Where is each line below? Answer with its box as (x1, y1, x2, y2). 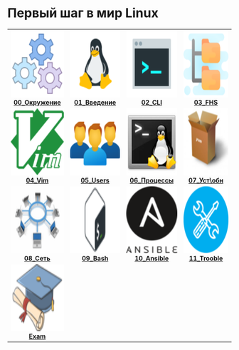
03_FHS (193, 98, 218, 106)
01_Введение (74, 98, 117, 106)
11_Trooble (188, 254, 223, 263)
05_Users (80, 176, 110, 185)
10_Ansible (134, 254, 169, 263)
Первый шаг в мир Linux (7, 5, 159, 21)
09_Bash (81, 254, 109, 263)
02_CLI (141, 98, 162, 106)
